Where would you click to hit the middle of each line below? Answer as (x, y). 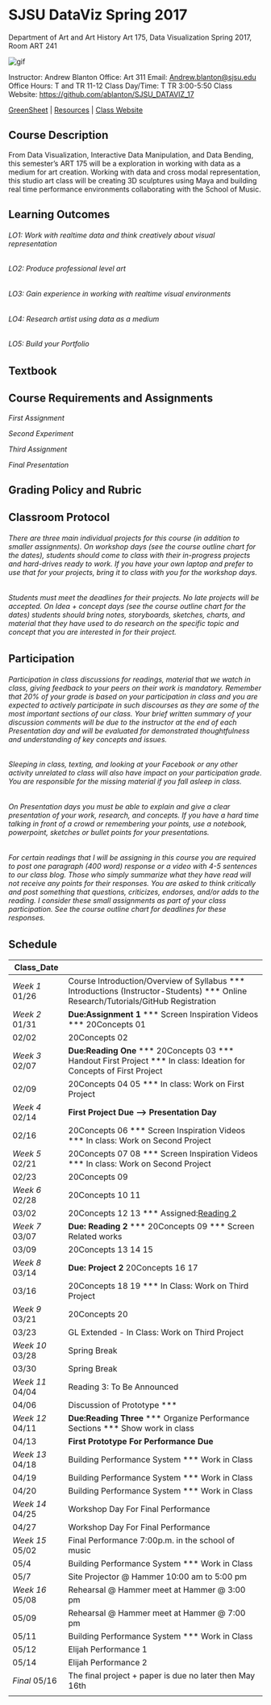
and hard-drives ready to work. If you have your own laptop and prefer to (131, 564)
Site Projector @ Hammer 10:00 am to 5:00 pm (158, 1577)
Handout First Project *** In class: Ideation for (157, 1060)
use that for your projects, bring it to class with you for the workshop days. (133, 572)
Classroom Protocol (59, 517)
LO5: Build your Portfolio (49, 344)
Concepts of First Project (115, 1070)
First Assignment (36, 418)
